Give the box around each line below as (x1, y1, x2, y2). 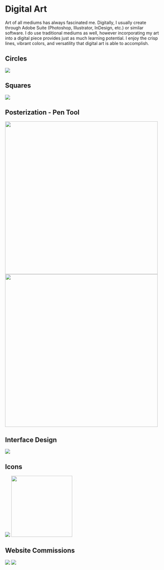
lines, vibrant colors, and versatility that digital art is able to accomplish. (5, 40, 149, 46)
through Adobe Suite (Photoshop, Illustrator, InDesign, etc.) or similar (5, 24, 144, 30)
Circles (5, 55, 27, 63)
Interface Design (5, 436, 57, 444)
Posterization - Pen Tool (5, 108, 80, 116)
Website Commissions (5, 547, 75, 555)
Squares (5, 82, 31, 90)
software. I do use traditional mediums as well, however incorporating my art (5, 30, 159, 36)
